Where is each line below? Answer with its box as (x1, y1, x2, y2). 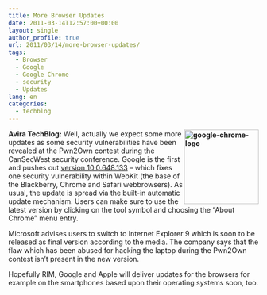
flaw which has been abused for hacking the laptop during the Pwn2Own (8, 246, 248, 255)
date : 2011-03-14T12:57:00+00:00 (8, 19, 119, 27)
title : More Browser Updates (8, 11, 105, 20)
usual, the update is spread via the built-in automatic (8, 188, 180, 197)
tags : (8, 48, 26, 56)
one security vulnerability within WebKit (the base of (8, 171, 180, 181)
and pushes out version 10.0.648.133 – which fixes (8, 163, 172, 172)
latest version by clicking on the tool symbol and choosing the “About (8, 205, 235, 214)
